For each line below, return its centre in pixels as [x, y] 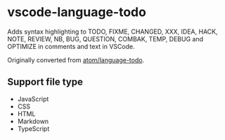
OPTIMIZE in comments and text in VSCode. [71, 46]
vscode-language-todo [77, 12]
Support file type [45, 82]
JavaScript [33, 99]
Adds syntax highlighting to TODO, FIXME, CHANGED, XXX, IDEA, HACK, [112, 31]
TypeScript [33, 128]
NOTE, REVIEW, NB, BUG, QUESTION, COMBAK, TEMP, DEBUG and [105, 38]
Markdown [33, 121]
